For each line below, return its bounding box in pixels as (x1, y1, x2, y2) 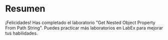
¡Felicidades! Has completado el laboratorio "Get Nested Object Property (5, 19, 155, 25)
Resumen (5, 3, 46, 14)
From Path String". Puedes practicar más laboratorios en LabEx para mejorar (5, 24, 163, 30)
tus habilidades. (5, 30, 38, 36)
